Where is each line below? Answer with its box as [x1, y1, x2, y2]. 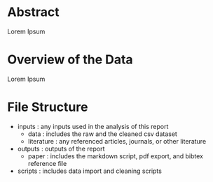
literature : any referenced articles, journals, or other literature [27, 137, 207, 145]
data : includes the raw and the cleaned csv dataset [27, 130, 177, 138]
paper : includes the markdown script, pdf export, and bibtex [27, 151, 203, 160]
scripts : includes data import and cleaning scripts [17, 167, 163, 175]
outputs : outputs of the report [17, 144, 105, 153]
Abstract [7, 4, 60, 20]
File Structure [7, 99, 88, 115]
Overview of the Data [7, 52, 133, 68]
